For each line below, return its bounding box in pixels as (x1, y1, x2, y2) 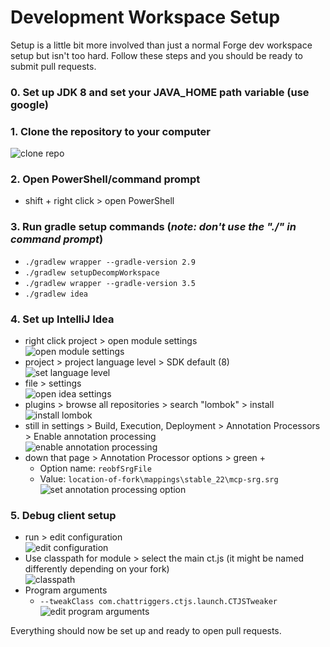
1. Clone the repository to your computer (10, 124, 211, 138)
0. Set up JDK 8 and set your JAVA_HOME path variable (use (10, 85, 310, 99)
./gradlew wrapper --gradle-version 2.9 (24, 257, 196, 267)
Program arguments (24, 584, 108, 596)
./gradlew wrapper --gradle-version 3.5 (24, 278, 196, 288)
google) (10, 97, 49, 111)
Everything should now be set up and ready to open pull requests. (10, 625, 282, 637)
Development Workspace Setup (10, 6, 281, 29)
